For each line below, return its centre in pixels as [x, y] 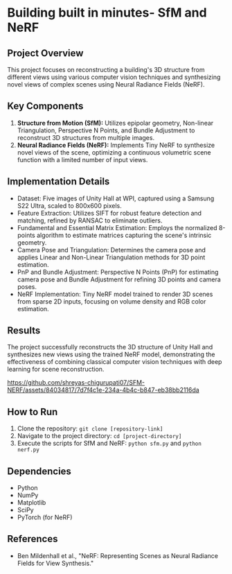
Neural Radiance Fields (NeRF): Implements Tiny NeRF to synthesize [116, 145]
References [33, 539]
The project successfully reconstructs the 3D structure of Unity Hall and [110, 347]
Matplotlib [32, 503]
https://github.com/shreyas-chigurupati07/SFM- [76, 383]
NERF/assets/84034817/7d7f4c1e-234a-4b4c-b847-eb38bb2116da [103, 390]
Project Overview [45, 53]
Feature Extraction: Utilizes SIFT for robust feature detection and [109, 213]
